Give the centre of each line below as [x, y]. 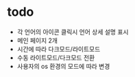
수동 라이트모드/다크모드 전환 [56, 57]
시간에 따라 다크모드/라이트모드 [59, 49]
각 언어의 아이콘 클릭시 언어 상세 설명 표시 [73, 32]
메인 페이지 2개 [37, 40]
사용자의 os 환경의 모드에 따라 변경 [63, 66]
